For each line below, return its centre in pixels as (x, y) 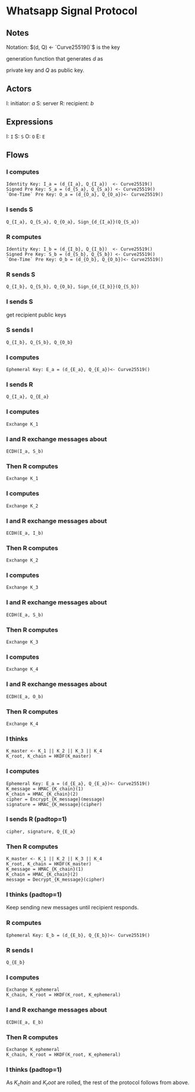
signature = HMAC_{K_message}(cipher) (54, 804)
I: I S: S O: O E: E (26, 136)
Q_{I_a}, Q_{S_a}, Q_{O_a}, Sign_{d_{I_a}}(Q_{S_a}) (73, 222)
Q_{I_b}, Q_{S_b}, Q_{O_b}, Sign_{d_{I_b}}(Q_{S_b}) (73, 287)
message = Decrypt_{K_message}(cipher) (56, 880)
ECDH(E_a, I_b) (25, 533)
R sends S (21, 274)
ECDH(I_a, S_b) (25, 451)
